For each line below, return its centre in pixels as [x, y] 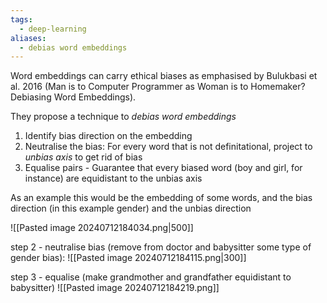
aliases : [28, 38]
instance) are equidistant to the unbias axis [113, 178]
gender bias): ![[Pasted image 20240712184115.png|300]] [128, 258]
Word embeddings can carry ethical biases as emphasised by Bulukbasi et [164, 76]
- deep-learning [53, 29]
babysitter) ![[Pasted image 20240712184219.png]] [115, 288]
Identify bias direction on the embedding [108, 136]
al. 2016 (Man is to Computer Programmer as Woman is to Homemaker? [158, 87]
